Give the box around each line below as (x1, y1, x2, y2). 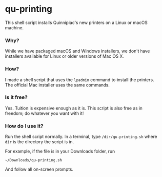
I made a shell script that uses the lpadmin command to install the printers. (5, 77, 155, 83)
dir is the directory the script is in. (5, 139, 74, 145)
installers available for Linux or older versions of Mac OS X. (5, 53, 124, 59)
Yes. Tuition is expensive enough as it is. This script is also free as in (5, 105, 142, 111)
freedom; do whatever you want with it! (5, 110, 84, 116)
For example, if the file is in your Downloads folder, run (5, 148, 115, 155)
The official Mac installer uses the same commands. (5, 82, 110, 88)
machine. (5, 24, 24, 30)
